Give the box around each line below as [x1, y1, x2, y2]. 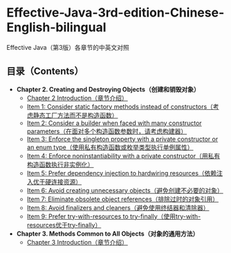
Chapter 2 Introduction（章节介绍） [26, 93, 129, 102]
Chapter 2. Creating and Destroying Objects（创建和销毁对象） [16, 85, 200, 93]
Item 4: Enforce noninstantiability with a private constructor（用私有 [26, 151, 221, 160]
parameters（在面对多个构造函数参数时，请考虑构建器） [26, 126, 187, 135]
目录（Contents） [6, 66, 84, 77]
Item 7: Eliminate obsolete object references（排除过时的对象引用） [26, 195, 219, 203]
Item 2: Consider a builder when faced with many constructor [26, 119, 202, 127]
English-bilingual [6, 19, 107, 35]
